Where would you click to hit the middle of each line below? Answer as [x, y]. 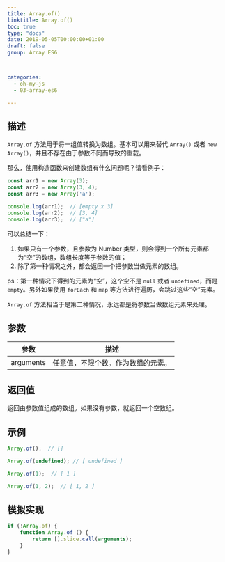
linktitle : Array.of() [40, 20]
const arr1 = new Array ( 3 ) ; [48, 181]
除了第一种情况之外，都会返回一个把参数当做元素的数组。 [100, 266]
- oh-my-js [29, 84]
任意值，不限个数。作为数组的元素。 [112, 363]
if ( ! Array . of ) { [32, 526]
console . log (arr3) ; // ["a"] [51, 219]
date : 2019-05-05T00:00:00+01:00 [56, 40]
